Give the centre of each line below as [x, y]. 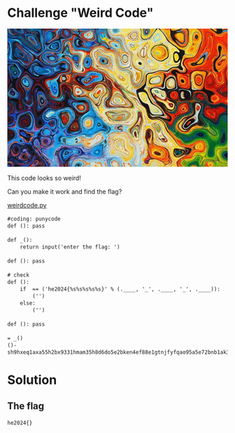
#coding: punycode [34, 219]
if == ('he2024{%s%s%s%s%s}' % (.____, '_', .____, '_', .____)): [120, 289]
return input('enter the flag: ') [70, 247]
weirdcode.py [27, 206]
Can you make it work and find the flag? [65, 192]
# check [19, 275]
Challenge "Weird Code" [80, 13]
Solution [32, 380]
